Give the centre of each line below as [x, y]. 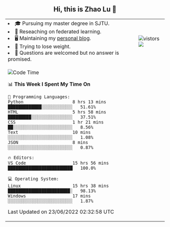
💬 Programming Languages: [39, 97]
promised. [20, 59]
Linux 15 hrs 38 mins [58, 186]
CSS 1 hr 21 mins [56, 122]
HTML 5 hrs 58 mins [57, 112]
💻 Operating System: [33, 179]
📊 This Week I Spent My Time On [49, 84]
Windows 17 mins [49, 196]
